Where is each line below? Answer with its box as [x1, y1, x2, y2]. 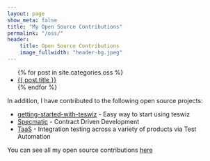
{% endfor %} [17, 83, 58, 91]
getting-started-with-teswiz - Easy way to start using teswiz [17, 109, 190, 118]
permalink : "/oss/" [7, 29, 64, 37]
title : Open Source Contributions [19, 43, 120, 49]
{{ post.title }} [17, 75, 57, 84]
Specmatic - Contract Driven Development [17, 117, 140, 125]
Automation [17, 132, 51, 140]
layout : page [7, 10, 45, 17]
